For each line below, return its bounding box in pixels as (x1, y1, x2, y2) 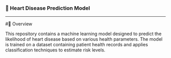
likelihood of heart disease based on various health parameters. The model (5, 36, 163, 42)
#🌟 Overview (5, 21, 33, 27)
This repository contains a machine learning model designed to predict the (5, 31, 162, 37)
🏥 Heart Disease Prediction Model (5, 5, 90, 12)
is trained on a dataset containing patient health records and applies (5, 42, 149, 48)
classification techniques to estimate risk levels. (5, 47, 106, 53)
